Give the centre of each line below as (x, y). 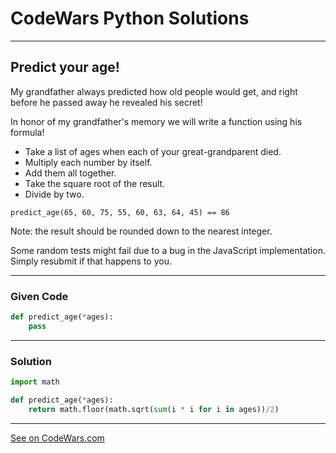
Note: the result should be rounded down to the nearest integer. (141, 231)
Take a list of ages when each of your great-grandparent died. (153, 151)
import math (35, 382)
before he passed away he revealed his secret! (106, 102)
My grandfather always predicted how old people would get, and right (154, 91)
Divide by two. (54, 194)
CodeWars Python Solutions (130, 18)
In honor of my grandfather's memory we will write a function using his (156, 121)
